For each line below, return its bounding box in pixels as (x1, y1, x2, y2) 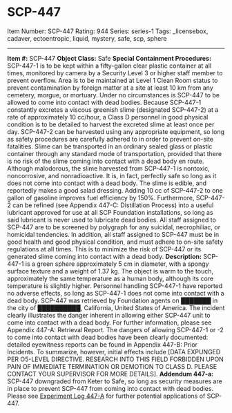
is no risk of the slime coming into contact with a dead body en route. (7, 157, 204, 165)
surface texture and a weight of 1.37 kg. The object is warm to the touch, (7, 267, 214, 275)
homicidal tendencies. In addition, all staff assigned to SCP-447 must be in (7, 230, 220, 238)
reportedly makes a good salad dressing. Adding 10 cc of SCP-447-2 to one (7, 186, 223, 194)
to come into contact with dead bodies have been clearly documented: (7, 333, 209, 341)
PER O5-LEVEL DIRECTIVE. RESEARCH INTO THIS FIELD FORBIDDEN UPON (7, 355, 224, 363)
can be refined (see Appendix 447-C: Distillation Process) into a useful (12, 201, 214, 209)
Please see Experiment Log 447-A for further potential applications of (7, 392, 206, 400)
